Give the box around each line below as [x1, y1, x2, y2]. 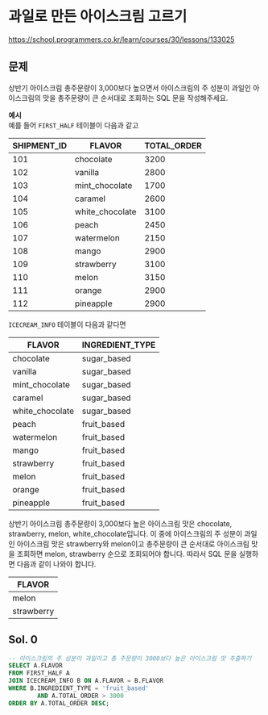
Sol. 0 [8, 633, 38, 646]
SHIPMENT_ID [12, 140, 68, 151]
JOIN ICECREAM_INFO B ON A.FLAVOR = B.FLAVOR [8, 677, 163, 685]
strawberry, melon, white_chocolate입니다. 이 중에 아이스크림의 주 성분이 [8, 529, 243, 538]
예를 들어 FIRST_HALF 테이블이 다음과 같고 [8, 120, 139, 130]
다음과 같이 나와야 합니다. [16, 558, 97, 569]
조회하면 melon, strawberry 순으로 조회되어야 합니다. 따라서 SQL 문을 [16, 549, 237, 558]
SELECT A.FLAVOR [8, 662, 63, 670]
